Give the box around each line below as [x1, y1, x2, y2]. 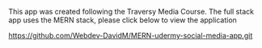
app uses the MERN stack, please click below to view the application [8, 15, 237, 25]
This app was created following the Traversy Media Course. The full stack [8, 7, 255, 16]
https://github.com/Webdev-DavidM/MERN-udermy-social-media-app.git [8, 31, 253, 40]
